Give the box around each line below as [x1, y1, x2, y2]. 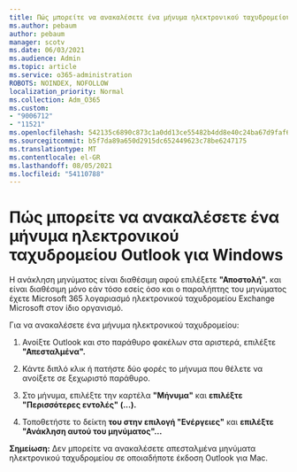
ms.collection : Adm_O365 [9, 95, 101, 104]
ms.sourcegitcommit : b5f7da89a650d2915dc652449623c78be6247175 [9, 136, 247, 145]
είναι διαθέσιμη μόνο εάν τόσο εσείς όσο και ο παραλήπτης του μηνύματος [9, 284, 287, 295]
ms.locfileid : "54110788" [9, 169, 104, 178]
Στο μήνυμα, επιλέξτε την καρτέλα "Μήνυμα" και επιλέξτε [21, 391, 243, 401]
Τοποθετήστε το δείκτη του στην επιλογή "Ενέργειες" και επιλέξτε [21, 417, 274, 428]
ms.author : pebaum [9, 21, 77, 30]
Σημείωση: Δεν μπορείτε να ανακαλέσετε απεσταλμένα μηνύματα [9, 444, 256, 454]
